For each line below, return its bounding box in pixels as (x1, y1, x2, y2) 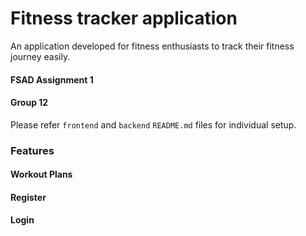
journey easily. (10, 50, 71, 62)
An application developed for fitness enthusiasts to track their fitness (10, 40, 295, 52)
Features (10, 143, 55, 157)
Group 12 (10, 97, 49, 109)
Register (10, 191, 47, 203)
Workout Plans (10, 168, 73, 181)
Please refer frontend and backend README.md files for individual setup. (10, 118, 297, 131)
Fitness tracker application (10, 7, 238, 30)
